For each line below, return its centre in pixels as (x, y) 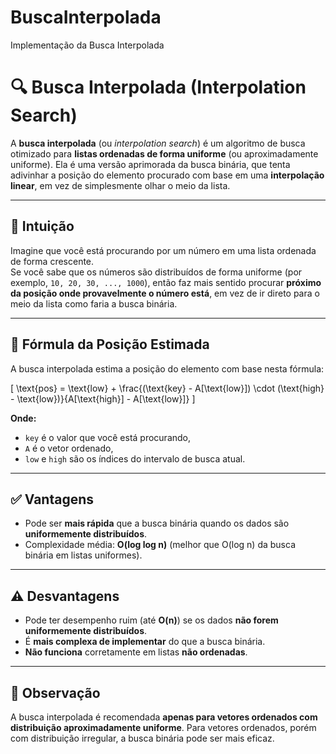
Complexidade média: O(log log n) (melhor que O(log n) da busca (160, 545)
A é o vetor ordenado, (69, 448)
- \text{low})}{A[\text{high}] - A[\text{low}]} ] (103, 398)
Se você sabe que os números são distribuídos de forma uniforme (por (156, 272)
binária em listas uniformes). (83, 555)
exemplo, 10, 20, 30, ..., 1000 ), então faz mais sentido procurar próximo (166, 282)
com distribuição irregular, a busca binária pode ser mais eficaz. (142, 738)
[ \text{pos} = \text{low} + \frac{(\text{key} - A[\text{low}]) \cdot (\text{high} (167, 388)
